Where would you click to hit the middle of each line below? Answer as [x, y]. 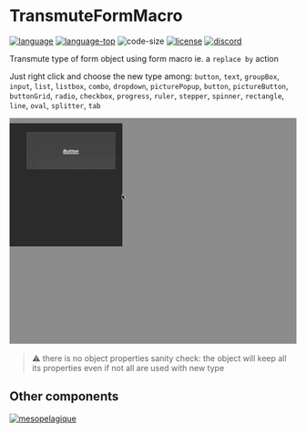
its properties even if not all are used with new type [128, 368]
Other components [64, 397]
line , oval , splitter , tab [55, 105]
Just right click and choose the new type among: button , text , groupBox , [145, 76]
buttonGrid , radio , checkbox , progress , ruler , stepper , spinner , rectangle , [147, 96]
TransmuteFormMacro [96, 16]
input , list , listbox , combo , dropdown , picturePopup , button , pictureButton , [149, 86]
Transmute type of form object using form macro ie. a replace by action [144, 58]
